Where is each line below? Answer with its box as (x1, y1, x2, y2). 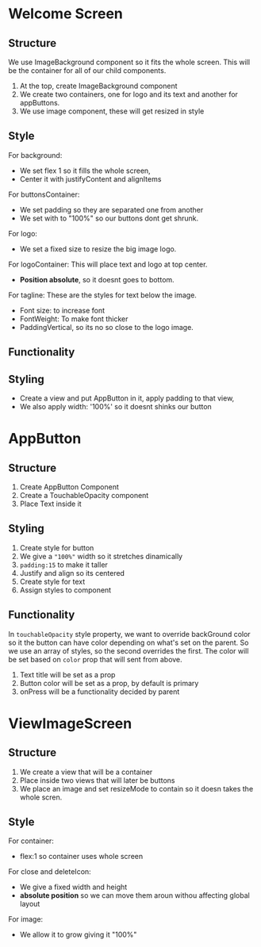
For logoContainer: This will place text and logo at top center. (8, 259, 208, 269)
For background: (8, 150, 63, 159)
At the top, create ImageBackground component (19, 81, 178, 90)
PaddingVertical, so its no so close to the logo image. (19, 322, 194, 332)
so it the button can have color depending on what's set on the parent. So (8, 638, 249, 647)
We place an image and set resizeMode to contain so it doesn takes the (19, 784, 254, 793)
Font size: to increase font (19, 305, 106, 315)
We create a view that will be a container (19, 767, 153, 776)
